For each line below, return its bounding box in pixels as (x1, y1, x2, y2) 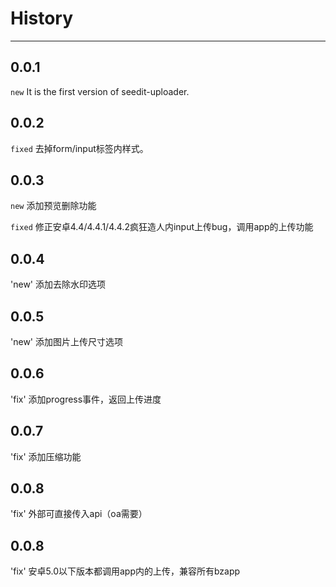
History (10, 7, 74, 30)
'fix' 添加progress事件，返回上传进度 (10, 393, 162, 405)
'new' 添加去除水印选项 (10, 278, 106, 291)
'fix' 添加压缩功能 (10, 450, 82, 462)
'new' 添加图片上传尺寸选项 (10, 336, 123, 347)
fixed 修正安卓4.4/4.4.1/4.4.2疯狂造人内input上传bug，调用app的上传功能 (10, 221, 314, 233)
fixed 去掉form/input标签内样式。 (10, 142, 149, 154)
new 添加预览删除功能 (10, 200, 97, 212)
